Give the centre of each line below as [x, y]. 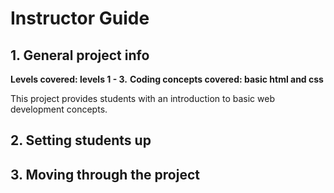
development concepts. [59, 109]
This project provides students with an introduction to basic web [142, 98]
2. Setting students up [81, 140]
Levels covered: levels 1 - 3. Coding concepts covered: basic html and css [167, 79]
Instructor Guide [80, 18]
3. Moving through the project [105, 174]
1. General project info [80, 55]
